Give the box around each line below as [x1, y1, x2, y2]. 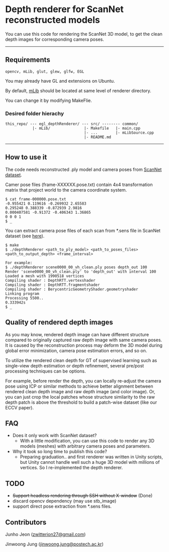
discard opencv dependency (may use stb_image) [12, 498, 117, 504]
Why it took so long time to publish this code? [12, 449, 107, 455]
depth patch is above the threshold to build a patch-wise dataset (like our [5, 399, 157, 405]
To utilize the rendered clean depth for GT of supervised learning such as [5, 357, 157, 363]
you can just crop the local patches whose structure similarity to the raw [5, 394, 155, 400]
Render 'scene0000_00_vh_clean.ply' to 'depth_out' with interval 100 [5, 269, 156, 274]
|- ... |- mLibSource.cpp [83, 130, 154, 136]
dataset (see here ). [5, 233, 45, 239]
